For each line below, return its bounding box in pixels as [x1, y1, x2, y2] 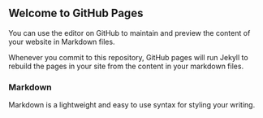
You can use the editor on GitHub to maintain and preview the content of [8, 28, 251, 37]
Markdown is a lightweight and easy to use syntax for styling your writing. [8, 100, 256, 110]
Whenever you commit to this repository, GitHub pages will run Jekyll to [8, 52, 249, 62]
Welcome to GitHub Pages [8, 7, 144, 20]
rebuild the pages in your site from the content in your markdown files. [8, 61, 244, 71]
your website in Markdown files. [8, 37, 115, 46]
